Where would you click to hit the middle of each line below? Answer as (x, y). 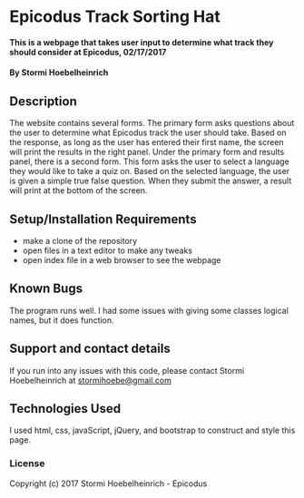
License (27, 464)
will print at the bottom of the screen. (78, 190)
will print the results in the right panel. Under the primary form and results (147, 152)
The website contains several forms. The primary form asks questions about (152, 123)
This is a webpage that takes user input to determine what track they (142, 42)
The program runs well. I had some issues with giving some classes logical (149, 310)
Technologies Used (65, 409)
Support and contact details (90, 349)
